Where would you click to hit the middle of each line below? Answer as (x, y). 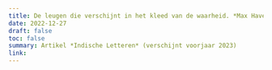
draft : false (30, 31)
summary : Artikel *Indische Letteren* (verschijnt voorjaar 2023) (123, 46)
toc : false (27, 38)
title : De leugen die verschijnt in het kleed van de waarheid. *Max (128, 16)
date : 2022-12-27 (38, 23)
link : (17, 53)
